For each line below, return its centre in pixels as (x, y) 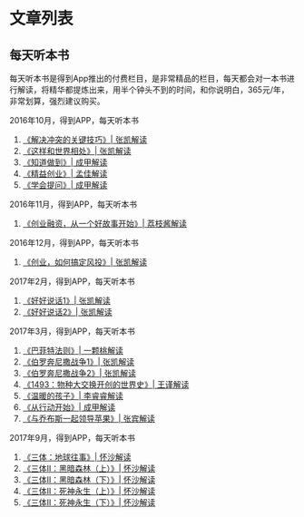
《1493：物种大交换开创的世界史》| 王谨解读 (106, 385)
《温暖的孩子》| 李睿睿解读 (73, 396)
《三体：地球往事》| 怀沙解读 (77, 457)
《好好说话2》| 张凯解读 (67, 312)
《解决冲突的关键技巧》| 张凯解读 (85, 140)
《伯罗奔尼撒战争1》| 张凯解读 (78, 362)
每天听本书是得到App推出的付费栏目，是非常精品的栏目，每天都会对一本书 (148, 78)
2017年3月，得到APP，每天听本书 (73, 331)
